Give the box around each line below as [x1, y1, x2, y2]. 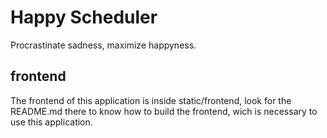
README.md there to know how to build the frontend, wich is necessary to [10, 105, 318, 117]
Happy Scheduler [10, 6, 158, 29]
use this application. [10, 116, 93, 128]
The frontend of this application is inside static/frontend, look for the [10, 94, 292, 106]
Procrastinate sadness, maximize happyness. [10, 39, 197, 51]
